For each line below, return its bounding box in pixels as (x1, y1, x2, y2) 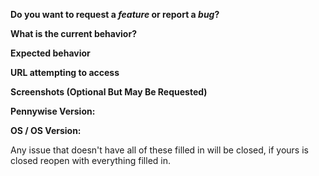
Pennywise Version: (10, 105, 96, 117)
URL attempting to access (10, 67, 120, 78)
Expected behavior (10, 47, 91, 59)
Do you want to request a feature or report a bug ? (10, 9, 220, 20)
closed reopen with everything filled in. (10, 155, 171, 166)
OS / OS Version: (10, 125, 82, 136)
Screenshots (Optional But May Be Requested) (10, 86, 208, 98)
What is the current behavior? (10, 28, 137, 39)
